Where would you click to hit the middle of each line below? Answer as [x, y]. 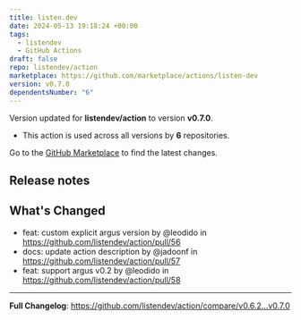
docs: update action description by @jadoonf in [110, 251]
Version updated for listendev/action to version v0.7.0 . [111, 118]
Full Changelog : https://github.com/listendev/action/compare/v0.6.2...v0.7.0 [150, 306]
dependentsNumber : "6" [52, 92]
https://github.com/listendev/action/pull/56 [101, 241]
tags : [19, 34]
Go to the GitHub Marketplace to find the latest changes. [113, 152]
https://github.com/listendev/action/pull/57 [101, 261]
